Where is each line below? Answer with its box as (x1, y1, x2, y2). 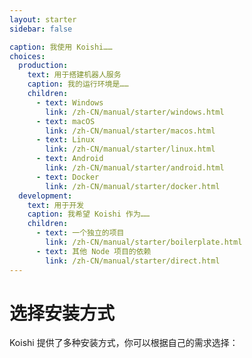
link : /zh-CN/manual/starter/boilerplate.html (45, 237, 243, 247)
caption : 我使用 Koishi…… (9, 42, 113, 52)
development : (18, 191, 73, 201)
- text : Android (35, 154, 104, 164)
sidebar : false (9, 24, 73, 34)
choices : (9, 51, 46, 61)
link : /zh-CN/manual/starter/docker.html (45, 181, 221, 191)
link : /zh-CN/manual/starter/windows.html (45, 107, 225, 117)
